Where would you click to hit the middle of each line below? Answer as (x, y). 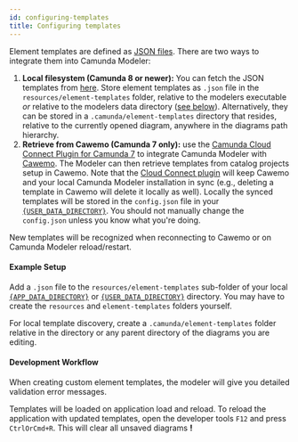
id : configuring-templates (59, 17)
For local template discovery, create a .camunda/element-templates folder (143, 323)
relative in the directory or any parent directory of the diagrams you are (140, 332)
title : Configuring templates (65, 26)
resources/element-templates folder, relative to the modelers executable (154, 97)
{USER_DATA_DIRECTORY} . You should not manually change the (133, 210)
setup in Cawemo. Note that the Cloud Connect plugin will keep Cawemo (156, 172)
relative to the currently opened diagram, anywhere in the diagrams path (155, 125)
